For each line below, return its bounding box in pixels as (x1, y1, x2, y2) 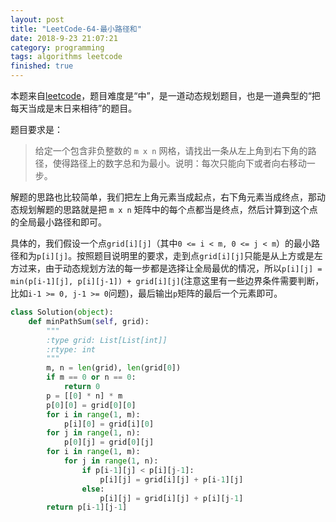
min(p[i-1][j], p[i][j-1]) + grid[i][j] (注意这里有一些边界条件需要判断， (10, 275, 325, 286)
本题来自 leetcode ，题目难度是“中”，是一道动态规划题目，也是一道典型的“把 (10, 90, 321, 101)
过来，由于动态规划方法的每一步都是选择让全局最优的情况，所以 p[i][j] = (18, 262, 323, 274)
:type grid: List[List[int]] (46, 335, 168, 345)
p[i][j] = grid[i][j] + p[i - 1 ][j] (99, 474, 244, 485)
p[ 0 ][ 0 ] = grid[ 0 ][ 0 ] (46, 400, 137, 410)
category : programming (10, 42, 105, 53)
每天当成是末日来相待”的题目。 (10, 102, 138, 114)
